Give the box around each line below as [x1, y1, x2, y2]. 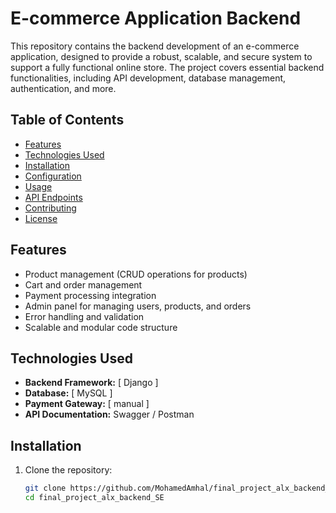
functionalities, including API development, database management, [10, 72, 287, 84]
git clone [24, 483, 67, 494]
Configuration [24, 170, 82, 182]
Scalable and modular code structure [24, 321, 178, 333]
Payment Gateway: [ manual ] [24, 398, 150, 410]
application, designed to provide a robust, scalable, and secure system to [10, 50, 313, 62]
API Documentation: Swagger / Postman [24, 408, 195, 421]
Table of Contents [10, 112, 125, 129]
